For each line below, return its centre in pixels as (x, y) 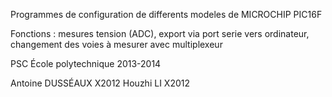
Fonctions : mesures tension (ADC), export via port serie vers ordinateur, (160, 33)
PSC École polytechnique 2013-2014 (86, 63)
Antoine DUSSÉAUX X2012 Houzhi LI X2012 (100, 83)
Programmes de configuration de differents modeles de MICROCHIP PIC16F (166, 14)
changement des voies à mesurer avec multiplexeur (116, 44)
